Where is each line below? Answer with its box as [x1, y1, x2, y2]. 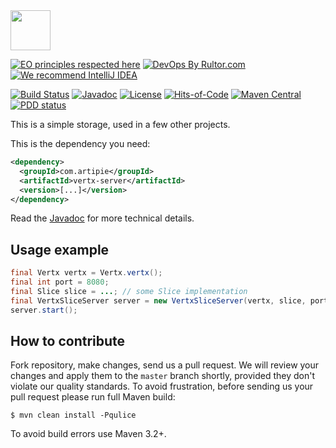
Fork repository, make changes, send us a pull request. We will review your [10, 359, 320, 371]
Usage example [10, 241, 110, 258]
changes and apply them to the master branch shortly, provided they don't [10, 370, 316, 382]
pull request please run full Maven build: [10, 391, 176, 403]
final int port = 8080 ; [10, 277, 110, 288]
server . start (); [10, 305, 78, 315]
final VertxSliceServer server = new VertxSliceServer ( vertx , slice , [10, 295, 307, 306]
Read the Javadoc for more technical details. [10, 212, 195, 224]
